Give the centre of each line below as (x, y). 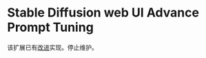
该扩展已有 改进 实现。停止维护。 (52, 47)
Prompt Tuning (51, 27)
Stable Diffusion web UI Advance (103, 13)
